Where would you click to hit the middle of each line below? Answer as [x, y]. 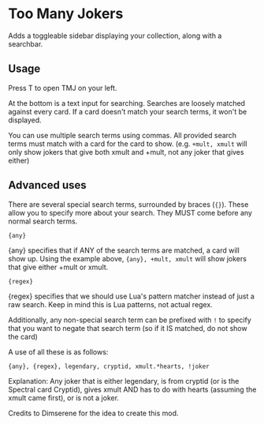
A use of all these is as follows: [58, 351]
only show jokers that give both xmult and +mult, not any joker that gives [126, 152]
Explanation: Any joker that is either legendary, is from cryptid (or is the [124, 381]
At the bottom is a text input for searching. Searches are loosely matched [127, 103]
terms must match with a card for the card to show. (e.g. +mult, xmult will [128, 144]
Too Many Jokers [66, 14]
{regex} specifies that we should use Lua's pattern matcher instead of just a [131, 296]
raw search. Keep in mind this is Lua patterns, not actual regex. [110, 304]
